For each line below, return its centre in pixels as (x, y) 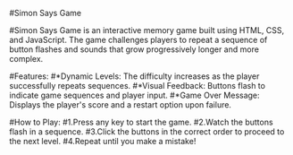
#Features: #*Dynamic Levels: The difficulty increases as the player (134, 76)
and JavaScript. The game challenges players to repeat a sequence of (138, 40)
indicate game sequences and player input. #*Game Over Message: (135, 95)
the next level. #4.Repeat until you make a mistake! (103, 141)
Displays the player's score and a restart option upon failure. (121, 105)
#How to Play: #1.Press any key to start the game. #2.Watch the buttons (142, 122)
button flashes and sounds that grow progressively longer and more (134, 49)
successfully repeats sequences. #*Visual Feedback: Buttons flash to (138, 86)
